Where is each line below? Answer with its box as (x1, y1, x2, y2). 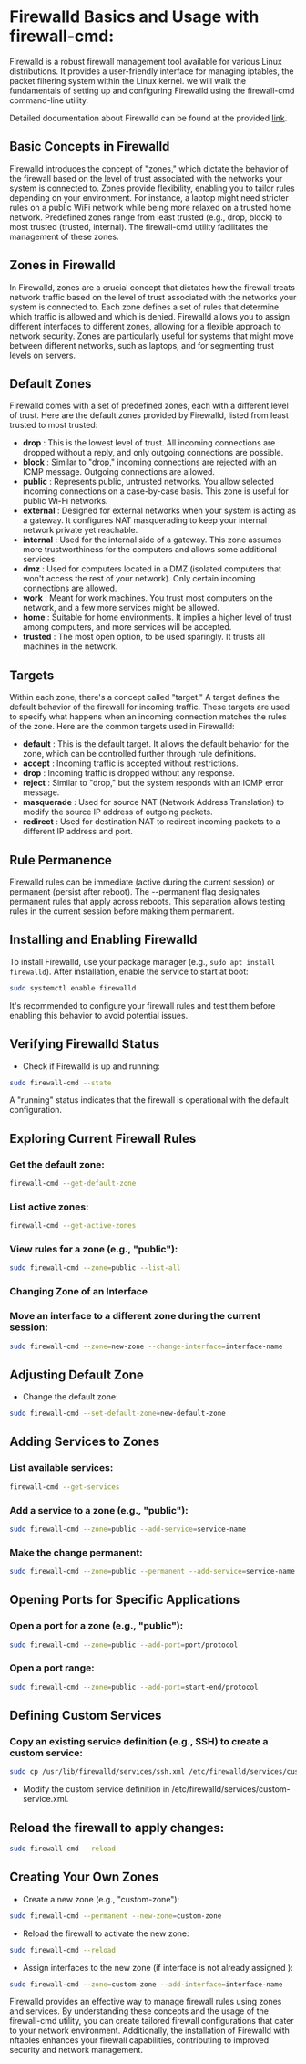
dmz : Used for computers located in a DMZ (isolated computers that (22, 563, 282, 574)
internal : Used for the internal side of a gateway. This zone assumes (22, 534, 282, 545)
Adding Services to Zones (9, 1434, 160, 1450)
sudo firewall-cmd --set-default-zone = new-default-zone (9, 1409, 226, 1419)
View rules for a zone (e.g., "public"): (9, 1243, 178, 1256)
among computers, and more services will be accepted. (22, 622, 232, 633)
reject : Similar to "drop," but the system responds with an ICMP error (22, 778, 284, 789)
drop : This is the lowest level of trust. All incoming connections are (22, 437, 276, 448)
